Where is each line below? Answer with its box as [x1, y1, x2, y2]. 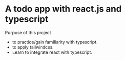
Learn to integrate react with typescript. [12, 49, 93, 55]
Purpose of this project [5, 30, 51, 35]
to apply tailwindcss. [12, 44, 54, 50]
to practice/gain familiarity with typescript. [12, 39, 98, 45]
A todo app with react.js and [5, 3, 122, 15]
